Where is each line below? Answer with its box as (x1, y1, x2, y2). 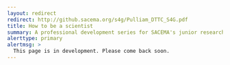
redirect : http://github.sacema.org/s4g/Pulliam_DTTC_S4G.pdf (7, 16, 188, 23)
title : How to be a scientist (7, 22, 94, 29)
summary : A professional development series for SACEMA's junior (7, 28, 197, 36)
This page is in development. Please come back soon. (13, 48, 170, 55)
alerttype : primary (7, 35, 63, 42)
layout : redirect (7, 9, 57, 17)
